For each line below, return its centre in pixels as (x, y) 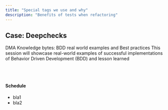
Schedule (16, 85)
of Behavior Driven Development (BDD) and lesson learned (67, 59)
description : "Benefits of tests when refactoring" (61, 15)
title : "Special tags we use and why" (47, 10)
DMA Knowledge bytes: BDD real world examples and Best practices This (83, 48)
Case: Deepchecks (36, 36)
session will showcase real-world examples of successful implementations (84, 53)
